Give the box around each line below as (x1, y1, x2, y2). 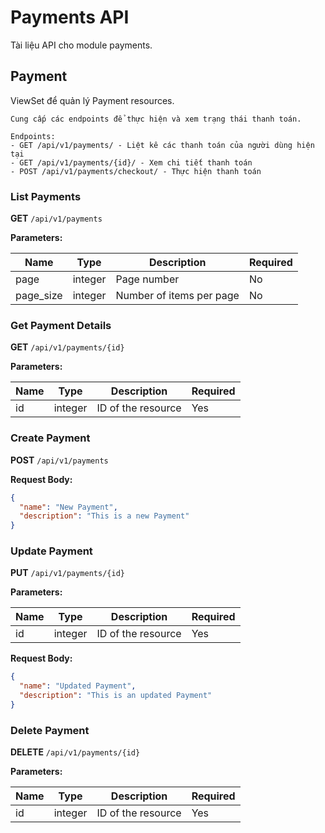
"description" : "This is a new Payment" (19, 511, 190, 521)
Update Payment (10, 544, 93, 558)
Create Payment (10, 431, 91, 445)
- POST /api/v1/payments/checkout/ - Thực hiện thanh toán (10, 166, 262, 176)
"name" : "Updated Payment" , (19, 681, 137, 691)
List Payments (10, 189, 82, 203)
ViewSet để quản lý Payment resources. (10, 94, 175, 106)
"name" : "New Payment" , (19, 502, 118, 512)
